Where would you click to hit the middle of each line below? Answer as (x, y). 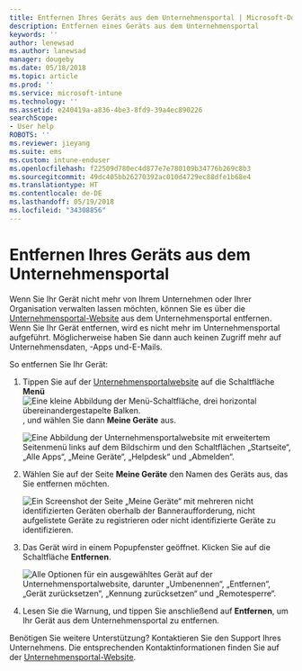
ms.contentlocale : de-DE (56, 194)
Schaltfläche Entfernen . (67, 557)
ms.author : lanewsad (48, 51)
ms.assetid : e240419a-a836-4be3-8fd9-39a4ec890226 (106, 110)
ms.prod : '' (31, 85)
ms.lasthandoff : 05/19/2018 (62, 202)
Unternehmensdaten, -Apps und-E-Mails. (86, 347)
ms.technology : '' (44, 101)
